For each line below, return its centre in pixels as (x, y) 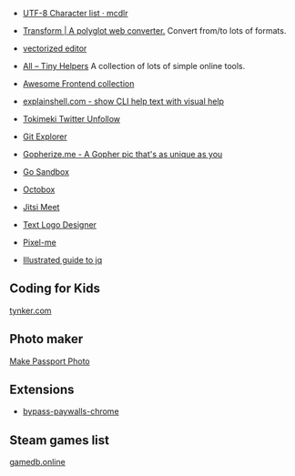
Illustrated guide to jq (62, 260)
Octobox (39, 189)
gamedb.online (37, 462)
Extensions (42, 390)
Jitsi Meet (41, 207)
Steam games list (59, 440)
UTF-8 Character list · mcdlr (76, 13)
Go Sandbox (46, 172)
